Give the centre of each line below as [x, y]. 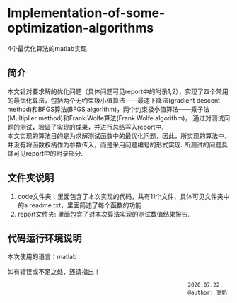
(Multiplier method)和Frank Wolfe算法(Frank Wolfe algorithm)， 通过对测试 [116, 118]
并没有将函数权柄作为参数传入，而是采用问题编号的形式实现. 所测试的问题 [114, 144]
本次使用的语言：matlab [42, 257]
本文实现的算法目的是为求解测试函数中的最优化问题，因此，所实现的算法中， [119, 135]
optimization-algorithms [81, 28]
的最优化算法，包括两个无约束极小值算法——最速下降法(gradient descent [114, 100]
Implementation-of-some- [86, 13]
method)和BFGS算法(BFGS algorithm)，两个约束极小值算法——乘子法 [109, 109]
